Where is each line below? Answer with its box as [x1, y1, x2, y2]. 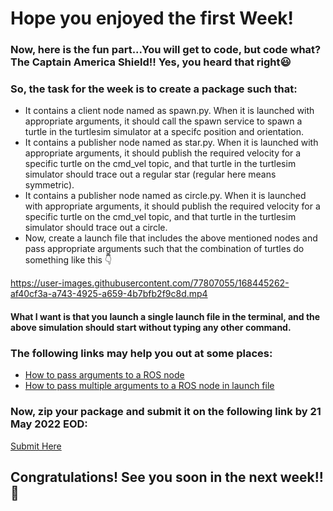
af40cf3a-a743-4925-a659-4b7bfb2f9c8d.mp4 [10, 288, 208, 300]
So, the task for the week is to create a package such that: [10, 82, 298, 96]
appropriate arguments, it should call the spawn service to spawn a [24, 115, 303, 127]
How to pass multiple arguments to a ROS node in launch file [24, 380, 275, 392]
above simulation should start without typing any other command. [10, 322, 292, 333]
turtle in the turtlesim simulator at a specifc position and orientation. [24, 126, 305, 138]
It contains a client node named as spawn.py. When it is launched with [24, 105, 315, 117]
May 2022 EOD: [10, 417, 88, 431]
